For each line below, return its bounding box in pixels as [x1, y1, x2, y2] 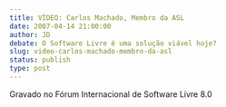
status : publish [9, 55, 71, 64]
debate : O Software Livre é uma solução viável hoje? [9, 38, 218, 48]
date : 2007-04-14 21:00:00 [9, 22, 112, 31]
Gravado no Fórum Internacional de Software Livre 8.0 [9, 88, 213, 100]
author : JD [9, 30, 51, 39]
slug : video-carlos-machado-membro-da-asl [9, 47, 172, 56]
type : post [9, 64, 51, 73]
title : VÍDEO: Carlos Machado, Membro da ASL [9, 13, 184, 23]
